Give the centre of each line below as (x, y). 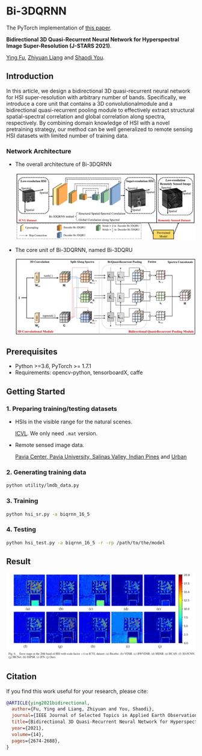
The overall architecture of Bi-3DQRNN (63, 164)
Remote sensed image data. (50, 445)
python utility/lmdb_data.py (43, 485)
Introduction (30, 76)
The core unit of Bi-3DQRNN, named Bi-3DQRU (74, 250)
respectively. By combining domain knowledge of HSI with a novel (88, 123)
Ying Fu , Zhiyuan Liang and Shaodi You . (56, 57)
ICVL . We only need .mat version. (56, 434)
